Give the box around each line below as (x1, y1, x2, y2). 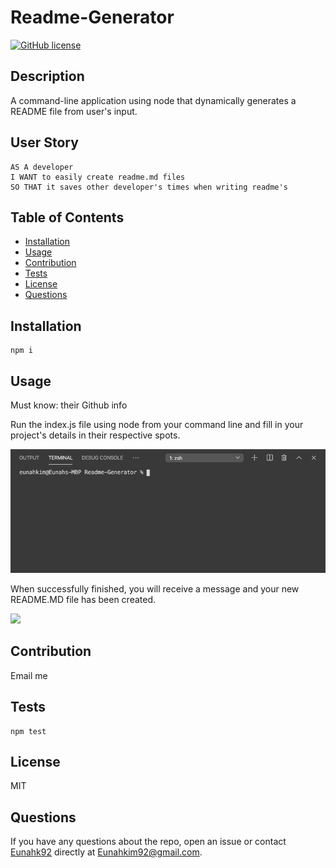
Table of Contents (10, 209, 125, 226)
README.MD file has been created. (10, 593, 157, 605)
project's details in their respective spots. (10, 429, 181, 441)
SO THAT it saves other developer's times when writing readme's (10, 182, 288, 192)
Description (10, 68, 85, 85)
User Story (10, 134, 79, 151)
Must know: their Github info (10, 399, 128, 411)
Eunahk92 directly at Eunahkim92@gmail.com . (10, 846, 203, 858)
